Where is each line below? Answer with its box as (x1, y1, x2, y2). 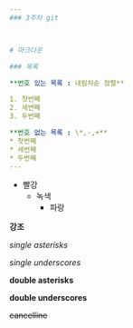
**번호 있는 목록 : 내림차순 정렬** (9, 78, 125, 87)
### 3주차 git (9, 13, 59, 23)
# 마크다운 (9, 45, 43, 55)
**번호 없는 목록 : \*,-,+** (9, 128, 109, 137)
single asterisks (9, 240, 68, 251)
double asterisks (9, 274, 74, 286)
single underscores (9, 257, 81, 268)
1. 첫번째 (9, 94, 41, 104)
